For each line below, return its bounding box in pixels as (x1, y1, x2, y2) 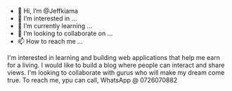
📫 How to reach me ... (17, 37, 83, 45)
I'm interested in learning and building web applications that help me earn (7, 54, 220, 61)
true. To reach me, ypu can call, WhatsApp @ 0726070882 (7, 76, 178, 84)
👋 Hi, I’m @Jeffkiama (17, 7, 79, 15)
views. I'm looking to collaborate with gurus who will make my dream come (7, 68, 225, 77)
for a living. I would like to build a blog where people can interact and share (7, 61, 225, 69)
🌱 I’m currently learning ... (17, 22, 93, 30)
